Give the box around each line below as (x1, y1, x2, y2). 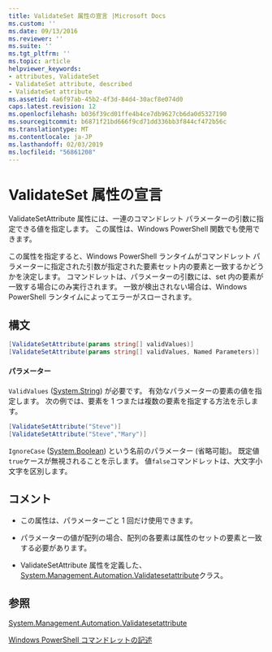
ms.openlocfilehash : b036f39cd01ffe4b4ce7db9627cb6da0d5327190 (8, 111, 227, 119)
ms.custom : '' (8, 20, 57, 28)
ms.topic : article (8, 58, 71, 66)
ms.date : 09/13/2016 (8, 27, 79, 35)
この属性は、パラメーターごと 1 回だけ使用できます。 (19, 515, 197, 525)
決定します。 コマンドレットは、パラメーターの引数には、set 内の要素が (22, 272, 264, 281)
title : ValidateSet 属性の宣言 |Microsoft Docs (8, 11, 166, 20)
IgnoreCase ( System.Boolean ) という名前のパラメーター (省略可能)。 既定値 (8, 446, 260, 455)
